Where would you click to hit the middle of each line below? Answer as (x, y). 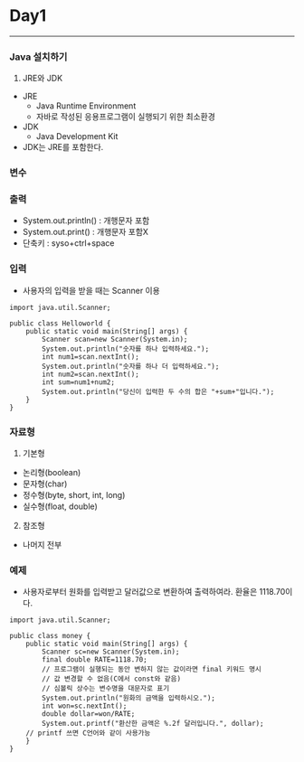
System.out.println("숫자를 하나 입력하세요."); (126, 349)
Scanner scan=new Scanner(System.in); (115, 339)
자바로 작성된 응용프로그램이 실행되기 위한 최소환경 (125, 117)
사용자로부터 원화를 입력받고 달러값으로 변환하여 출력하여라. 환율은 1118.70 (154, 592)
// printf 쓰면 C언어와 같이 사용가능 (88, 733)
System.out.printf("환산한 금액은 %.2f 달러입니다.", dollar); (153, 724)
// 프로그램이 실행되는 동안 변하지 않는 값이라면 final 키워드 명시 (152, 670)
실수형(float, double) (60, 506)
